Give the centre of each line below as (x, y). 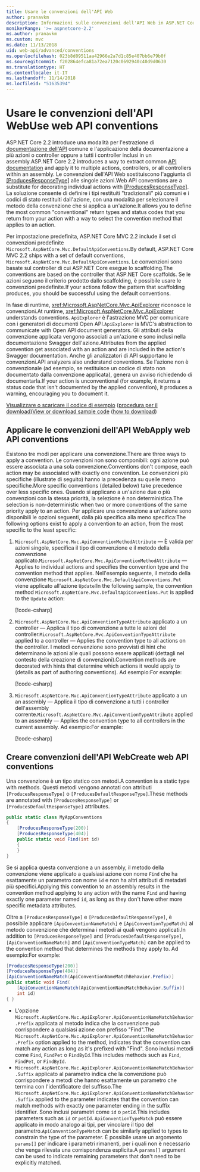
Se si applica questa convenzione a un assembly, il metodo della (85, 867)
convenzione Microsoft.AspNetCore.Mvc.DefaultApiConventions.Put (98, 579)
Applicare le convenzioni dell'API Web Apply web (98, 430)
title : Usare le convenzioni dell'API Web (60, 12)
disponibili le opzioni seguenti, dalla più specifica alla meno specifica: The (96, 517)
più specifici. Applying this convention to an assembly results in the (88, 886)
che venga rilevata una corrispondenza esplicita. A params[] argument (100, 1150)
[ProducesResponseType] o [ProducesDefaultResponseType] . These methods (97, 793)
